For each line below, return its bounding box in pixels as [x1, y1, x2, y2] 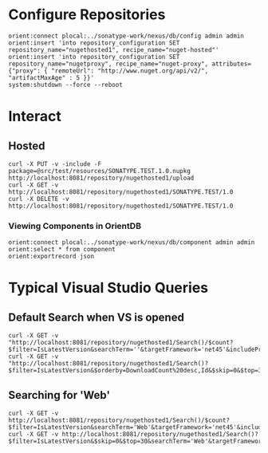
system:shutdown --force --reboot [8, 81, 124, 89]
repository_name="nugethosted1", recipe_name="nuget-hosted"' [8, 45, 219, 53]
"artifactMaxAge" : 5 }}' [8, 73, 94, 81]
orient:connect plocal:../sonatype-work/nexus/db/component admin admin [8, 238, 255, 246]
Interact [8, 108, 61, 125]
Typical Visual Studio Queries [8, 279, 209, 297]
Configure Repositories [8, 6, 166, 24]
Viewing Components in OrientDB [8, 220, 142, 231]
